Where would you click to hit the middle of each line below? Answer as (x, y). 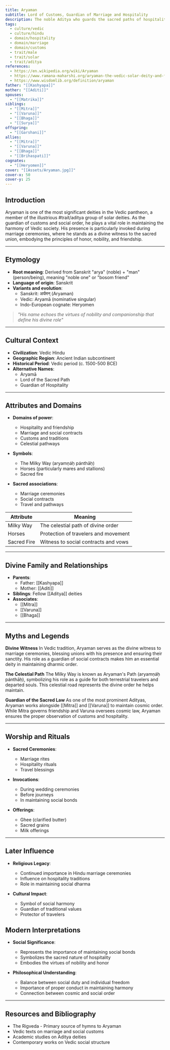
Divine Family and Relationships (57, 565)
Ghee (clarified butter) (43, 820)
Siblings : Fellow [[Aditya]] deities (47, 594)
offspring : (17, 128)
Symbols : (23, 453)
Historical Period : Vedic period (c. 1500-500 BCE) (65, 363)
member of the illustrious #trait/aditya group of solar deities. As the (75, 217)
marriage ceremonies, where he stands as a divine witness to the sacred (81, 234)
